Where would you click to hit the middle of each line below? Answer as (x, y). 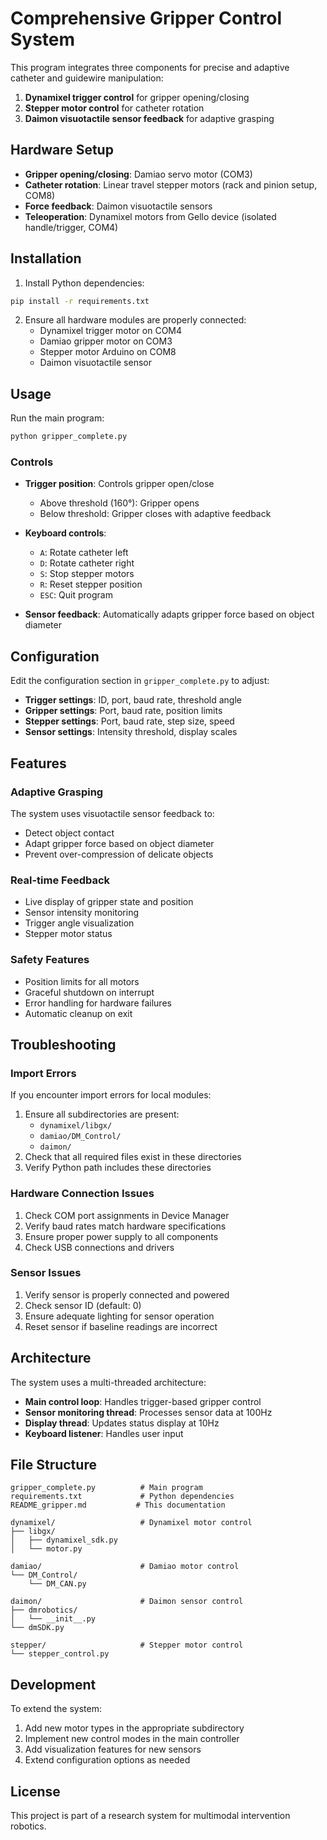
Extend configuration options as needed (107, 1760)
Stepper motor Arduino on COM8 (108, 352)
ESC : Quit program (76, 595)
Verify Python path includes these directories (118, 1168)
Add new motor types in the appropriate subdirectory (134, 1728)
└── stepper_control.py (60, 1654)
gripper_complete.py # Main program (106, 1488)
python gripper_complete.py (69, 437)
